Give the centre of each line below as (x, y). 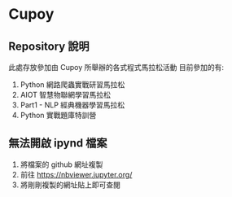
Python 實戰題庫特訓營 (58, 115)
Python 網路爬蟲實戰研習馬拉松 (72, 85)
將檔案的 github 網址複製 (61, 164)
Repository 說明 (49, 46)
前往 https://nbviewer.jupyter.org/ (76, 174)
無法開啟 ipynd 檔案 (58, 143)
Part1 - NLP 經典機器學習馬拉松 (72, 105)
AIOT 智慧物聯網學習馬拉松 (66, 95)
